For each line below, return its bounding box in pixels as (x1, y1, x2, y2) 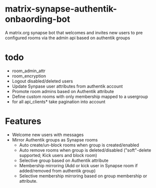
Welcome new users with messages (12, 132, 84, 138)
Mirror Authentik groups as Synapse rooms (12, 137, 98, 142)
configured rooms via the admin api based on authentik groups (5, 35, 130, 41)
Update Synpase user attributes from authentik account (12, 83, 123, 89)
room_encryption (12, 73, 46, 78)
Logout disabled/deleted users (12, 78, 73, 84)
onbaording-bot (5, 14, 71, 25)
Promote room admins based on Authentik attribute (12, 88, 114, 94)
